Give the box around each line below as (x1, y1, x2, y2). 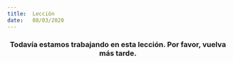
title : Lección (7, 10, 55, 17)
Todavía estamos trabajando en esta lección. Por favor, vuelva (9, 40, 227, 50)
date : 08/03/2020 (7, 17, 65, 24)
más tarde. (99, 48, 137, 58)
